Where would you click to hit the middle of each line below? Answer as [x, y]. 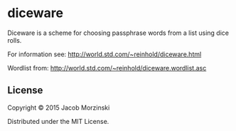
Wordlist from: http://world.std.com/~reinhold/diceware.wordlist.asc [107, 68]
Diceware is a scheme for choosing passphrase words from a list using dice [118, 33]
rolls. [15, 40]
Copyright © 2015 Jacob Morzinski [59, 108]
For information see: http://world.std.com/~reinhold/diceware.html [104, 54]
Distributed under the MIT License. [58, 121]
